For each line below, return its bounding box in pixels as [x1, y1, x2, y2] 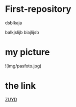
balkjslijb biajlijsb [5, 29, 39, 35]
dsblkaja [5, 20, 22, 26]
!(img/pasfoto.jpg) [5, 63, 42, 69]
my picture [5, 47, 50, 58]
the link [5, 80, 36, 92]
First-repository [5, 3, 72, 15]
